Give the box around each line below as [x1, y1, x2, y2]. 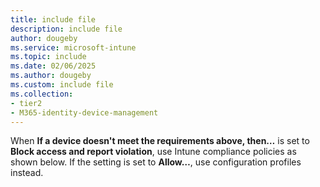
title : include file [10, 14, 97, 25]
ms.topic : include [10, 52, 87, 62]
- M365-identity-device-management [10, 107, 159, 118]
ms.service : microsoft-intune [10, 42, 137, 53]
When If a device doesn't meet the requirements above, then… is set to [10, 135, 310, 147]
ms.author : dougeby [10, 71, 92, 81]
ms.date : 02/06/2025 [10, 61, 97, 71]
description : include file [10, 24, 123, 34]
